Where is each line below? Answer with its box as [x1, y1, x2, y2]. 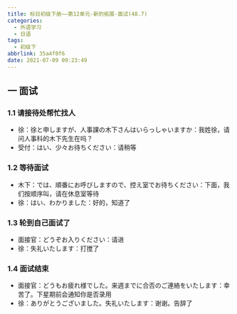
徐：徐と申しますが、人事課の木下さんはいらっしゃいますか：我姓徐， [17, 125, 224, 134]
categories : [7, 17, 43, 24]
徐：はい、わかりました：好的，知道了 [17, 198, 130, 206]
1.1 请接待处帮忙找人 [7, 108, 76, 118]
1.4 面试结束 [7, 263, 49, 273]
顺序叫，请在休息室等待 [30, 189, 100, 198]
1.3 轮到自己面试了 [7, 218, 71, 228]
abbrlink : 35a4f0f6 [7, 51, 65, 58]
